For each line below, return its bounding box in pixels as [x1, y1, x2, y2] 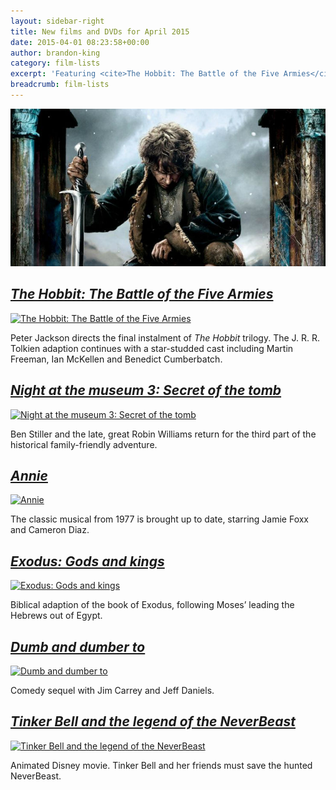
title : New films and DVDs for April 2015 [10, 26, 190, 37]
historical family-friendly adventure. [10, 438, 158, 450]
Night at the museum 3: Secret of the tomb [10, 382, 282, 399]
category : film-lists [10, 58, 101, 69]
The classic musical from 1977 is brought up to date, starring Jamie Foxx [10, 513, 310, 525]
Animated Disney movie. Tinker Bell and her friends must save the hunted [10, 759, 313, 771]
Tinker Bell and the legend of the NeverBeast [10, 713, 296, 730]
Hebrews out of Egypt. [10, 610, 103, 622]
